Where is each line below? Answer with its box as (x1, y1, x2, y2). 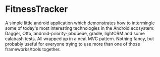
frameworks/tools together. (5, 46, 61, 52)
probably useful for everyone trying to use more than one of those (5, 41, 140, 47)
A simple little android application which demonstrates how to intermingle (5, 20, 155, 26)
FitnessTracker (5, 3, 68, 15)
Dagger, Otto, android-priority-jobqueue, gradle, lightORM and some (5, 30, 145, 36)
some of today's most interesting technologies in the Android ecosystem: (5, 25, 155, 31)
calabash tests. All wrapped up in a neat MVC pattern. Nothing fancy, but (5, 36, 155, 42)
